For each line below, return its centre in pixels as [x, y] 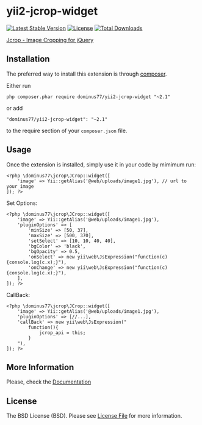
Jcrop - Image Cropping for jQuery [50, 40]
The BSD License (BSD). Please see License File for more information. [94, 416]
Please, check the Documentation [49, 382]
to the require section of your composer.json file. [67, 130]
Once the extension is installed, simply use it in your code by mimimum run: [101, 164]
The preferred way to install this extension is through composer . [87, 74]
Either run [19, 85]
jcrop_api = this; [62, 333]
